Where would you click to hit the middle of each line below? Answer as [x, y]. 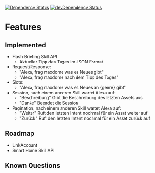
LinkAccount [25, 145]
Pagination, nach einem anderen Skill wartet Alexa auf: [66, 108]
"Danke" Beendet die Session [49, 103]
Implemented [25, 45]
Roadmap [20, 134]
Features [23, 27]
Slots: [18, 82]
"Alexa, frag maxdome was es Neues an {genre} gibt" [73, 87]
